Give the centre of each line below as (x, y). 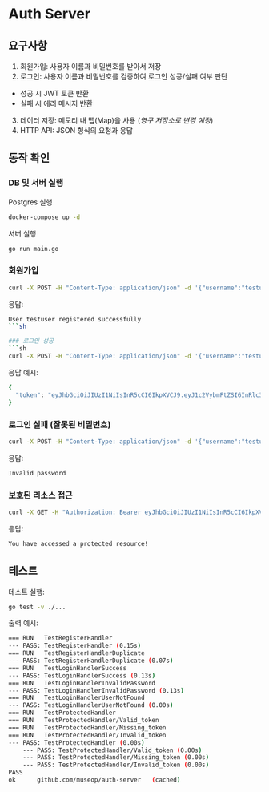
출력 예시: (23, 623)
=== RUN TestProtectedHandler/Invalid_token (87, 735)
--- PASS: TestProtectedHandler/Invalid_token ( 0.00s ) (116, 765)
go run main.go (34, 249)
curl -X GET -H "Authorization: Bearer (75, 512)
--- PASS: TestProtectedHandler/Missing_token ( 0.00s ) (116, 758)
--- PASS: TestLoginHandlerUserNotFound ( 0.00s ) (91, 705)
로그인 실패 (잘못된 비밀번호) (60, 424)
